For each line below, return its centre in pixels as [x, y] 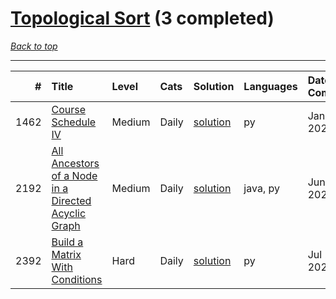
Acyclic [69, 213]
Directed [71, 200]
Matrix [66, 254]
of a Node [74, 175]
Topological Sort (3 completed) [142, 18]
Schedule [74, 122]
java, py [261, 188]
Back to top [34, 46]
